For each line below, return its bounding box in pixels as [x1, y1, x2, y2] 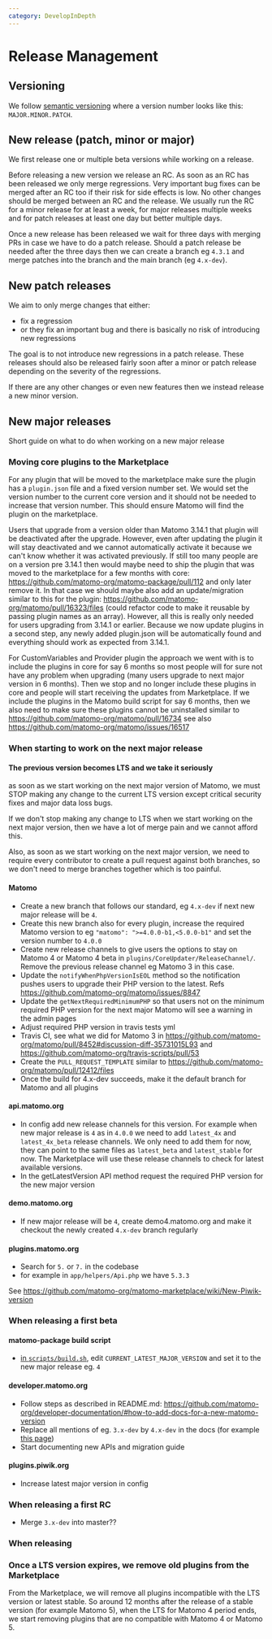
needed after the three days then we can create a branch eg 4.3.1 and [8, 246, 245, 256]
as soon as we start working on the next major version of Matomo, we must [8, 781, 261, 791]
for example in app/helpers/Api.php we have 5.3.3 [19, 1271, 190, 1280]
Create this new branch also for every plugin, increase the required [19, 918, 245, 928]
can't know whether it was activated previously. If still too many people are [8, 551, 258, 561]
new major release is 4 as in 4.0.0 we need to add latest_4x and [19, 1127, 237, 1137]
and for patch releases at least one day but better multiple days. [8, 213, 222, 224]
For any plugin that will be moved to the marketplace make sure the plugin [8, 475, 256, 485]
